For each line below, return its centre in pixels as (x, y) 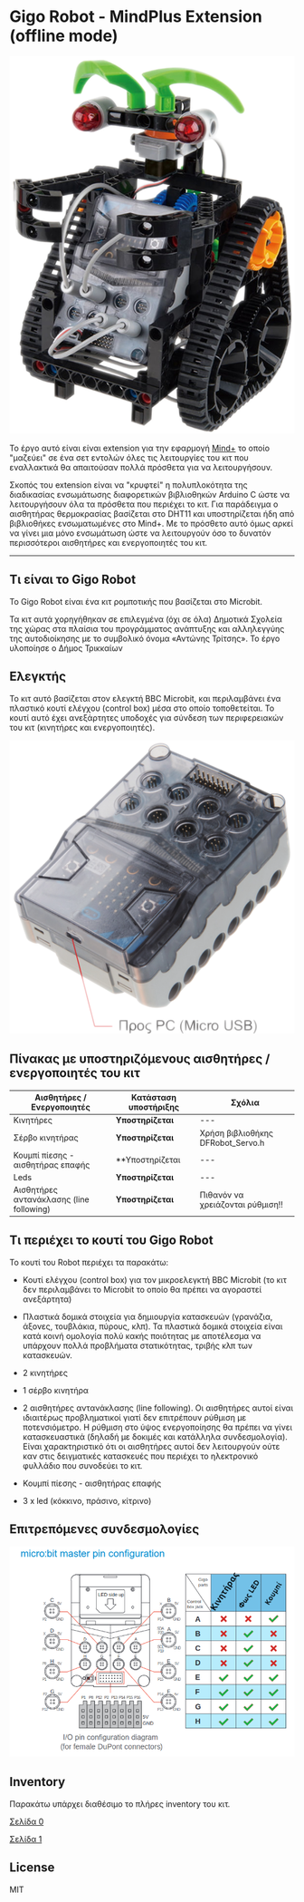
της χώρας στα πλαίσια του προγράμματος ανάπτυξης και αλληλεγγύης (147, 628)
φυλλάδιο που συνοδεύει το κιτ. (82, 1465)
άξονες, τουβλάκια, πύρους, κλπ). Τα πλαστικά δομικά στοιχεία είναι (152, 1326)
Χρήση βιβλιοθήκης (237, 1133)
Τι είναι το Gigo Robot (73, 580)
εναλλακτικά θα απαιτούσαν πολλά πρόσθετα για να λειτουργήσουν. (141, 467)
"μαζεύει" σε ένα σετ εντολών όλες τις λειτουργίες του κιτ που (129, 457)
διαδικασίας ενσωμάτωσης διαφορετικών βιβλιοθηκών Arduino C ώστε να (150, 494)
